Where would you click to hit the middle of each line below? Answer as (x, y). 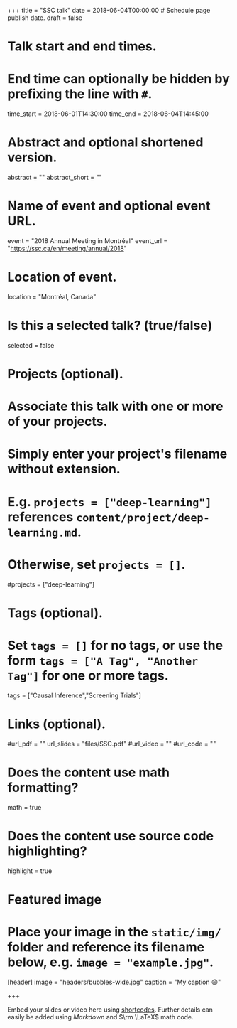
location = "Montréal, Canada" (52, 296)
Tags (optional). (55, 612)
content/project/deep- (143, 518)
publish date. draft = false (45, 18)
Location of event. (62, 277)
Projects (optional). (66, 374)
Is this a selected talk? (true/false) (110, 326)
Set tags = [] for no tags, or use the (115, 645)
